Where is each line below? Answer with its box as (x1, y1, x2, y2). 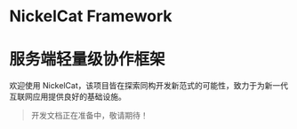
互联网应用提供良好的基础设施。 (9, 91, 126, 102)
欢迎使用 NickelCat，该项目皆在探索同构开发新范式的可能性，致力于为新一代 (9, 80, 289, 91)
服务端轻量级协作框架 (9, 49, 166, 70)
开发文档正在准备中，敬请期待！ (30, 110, 148, 121)
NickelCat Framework (9, 6, 173, 27)
